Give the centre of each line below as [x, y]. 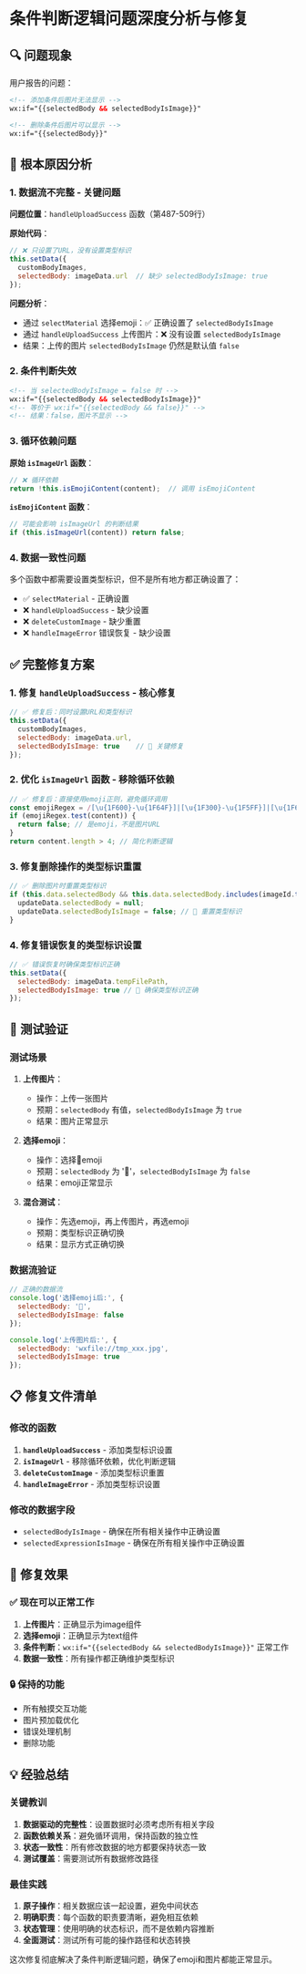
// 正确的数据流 [36, 1290]
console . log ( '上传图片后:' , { [63, 1340]
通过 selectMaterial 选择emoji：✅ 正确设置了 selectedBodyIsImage [148, 322]
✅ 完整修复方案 [52, 664]
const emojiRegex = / [51, 808]
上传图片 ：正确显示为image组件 [82, 1624]
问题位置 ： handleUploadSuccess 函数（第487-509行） [110, 214]
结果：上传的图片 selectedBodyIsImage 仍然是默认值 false [131, 345]
